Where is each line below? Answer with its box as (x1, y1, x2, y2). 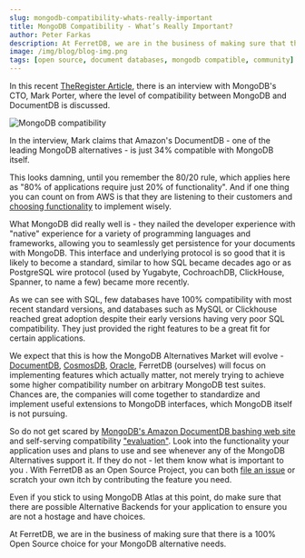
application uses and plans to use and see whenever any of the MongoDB (9, 445, 286, 455)
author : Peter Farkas (9, 30, 92, 39)
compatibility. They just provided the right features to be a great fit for (9, 324, 271, 334)
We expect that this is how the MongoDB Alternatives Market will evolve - (9, 351, 284, 361)
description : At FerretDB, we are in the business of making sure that (9, 38, 286, 48)
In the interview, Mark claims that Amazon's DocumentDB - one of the (9, 135, 271, 145)
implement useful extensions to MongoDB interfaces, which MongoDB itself (9, 399, 293, 409)
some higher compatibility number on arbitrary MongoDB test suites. (9, 379, 266, 390)
